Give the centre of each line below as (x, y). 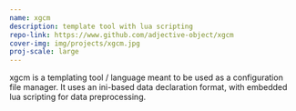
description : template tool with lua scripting (102, 26)
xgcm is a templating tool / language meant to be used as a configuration (147, 77)
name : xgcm (30, 18)
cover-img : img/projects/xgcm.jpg (75, 43)
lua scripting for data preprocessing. (78, 97)
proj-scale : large (44, 52)
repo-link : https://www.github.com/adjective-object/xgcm (122, 35)
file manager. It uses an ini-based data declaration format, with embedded (148, 87)
